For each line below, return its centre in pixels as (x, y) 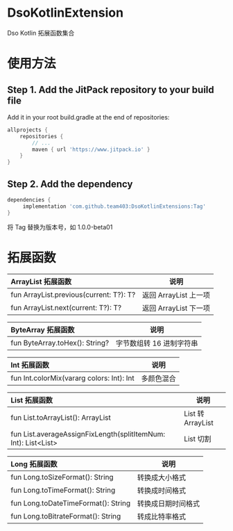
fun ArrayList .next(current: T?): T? (66, 307)
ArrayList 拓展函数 (41, 281)
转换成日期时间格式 (169, 503)
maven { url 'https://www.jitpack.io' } (91, 149)
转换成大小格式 (162, 477)
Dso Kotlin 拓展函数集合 (41, 33)
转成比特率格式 (162, 516)
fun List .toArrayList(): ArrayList (61, 417)
